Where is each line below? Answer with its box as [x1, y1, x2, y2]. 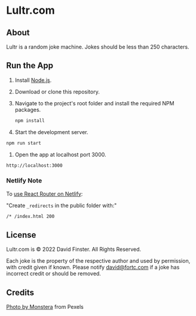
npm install [14, 117, 45, 123]
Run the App [6, 60, 54, 71]
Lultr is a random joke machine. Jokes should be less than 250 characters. [6, 43, 189, 50]
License [6, 230, 36, 240]
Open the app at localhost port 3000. [14, 151, 106, 158]
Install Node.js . [14, 76, 52, 84]
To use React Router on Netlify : [6, 190, 83, 197]
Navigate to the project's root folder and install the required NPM [14, 99, 174, 107]
